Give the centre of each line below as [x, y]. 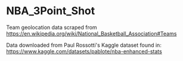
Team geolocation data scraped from [52, 27]
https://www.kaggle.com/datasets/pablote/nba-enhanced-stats [84, 51]
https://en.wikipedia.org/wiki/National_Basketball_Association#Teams [91, 33]
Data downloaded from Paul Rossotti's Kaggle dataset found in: [84, 45]
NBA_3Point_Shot [51, 11]
